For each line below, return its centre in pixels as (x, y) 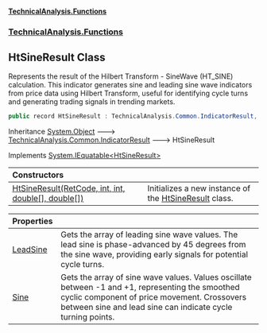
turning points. (88, 317)
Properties (33, 221)
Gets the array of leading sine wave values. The (149, 234)
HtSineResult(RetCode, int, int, (69, 188)
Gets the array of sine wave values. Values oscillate (156, 277)
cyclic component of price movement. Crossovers (154, 297)
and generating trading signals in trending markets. (92, 102)
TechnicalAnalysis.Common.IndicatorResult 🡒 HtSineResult (112, 140)
